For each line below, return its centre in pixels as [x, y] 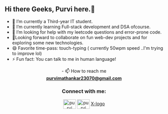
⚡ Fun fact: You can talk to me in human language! [64, 59]
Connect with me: [84, 91]
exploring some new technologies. [48, 43]
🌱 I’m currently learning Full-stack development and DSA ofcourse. [81, 27]
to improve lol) [27, 53]
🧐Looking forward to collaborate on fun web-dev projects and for [79, 37]
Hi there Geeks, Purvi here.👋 [50, 9]
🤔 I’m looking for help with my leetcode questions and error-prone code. [87, 32]
